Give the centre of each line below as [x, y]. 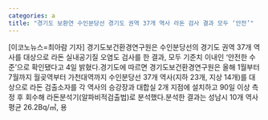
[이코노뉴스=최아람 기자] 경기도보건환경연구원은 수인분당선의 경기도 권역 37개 [130, 47]
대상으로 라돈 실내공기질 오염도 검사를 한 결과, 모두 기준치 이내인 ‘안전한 [135, 57]
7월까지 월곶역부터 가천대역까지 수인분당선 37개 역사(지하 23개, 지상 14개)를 [128, 77]
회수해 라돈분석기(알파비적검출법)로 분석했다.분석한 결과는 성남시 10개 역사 [142, 97]
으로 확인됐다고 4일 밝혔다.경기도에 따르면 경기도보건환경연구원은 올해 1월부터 [138, 67]
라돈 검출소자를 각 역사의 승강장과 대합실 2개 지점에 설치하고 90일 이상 [140, 87]
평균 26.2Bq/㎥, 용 [38, 107]
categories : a [32, 16]
